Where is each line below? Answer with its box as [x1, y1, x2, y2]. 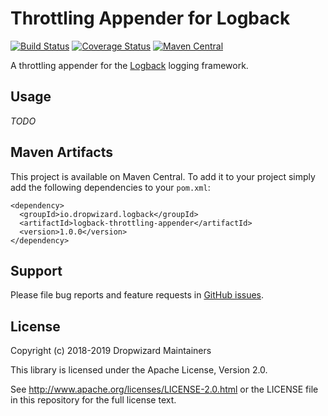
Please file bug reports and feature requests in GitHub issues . [10, 289, 265, 301]
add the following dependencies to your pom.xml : [10, 181, 211, 193]
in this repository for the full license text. [10, 394, 177, 406]
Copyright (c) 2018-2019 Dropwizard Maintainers [10, 345, 212, 357]
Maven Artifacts [10, 144, 113, 161]
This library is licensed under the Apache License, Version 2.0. [10, 364, 268, 376]
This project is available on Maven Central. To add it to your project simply [10, 170, 316, 182]
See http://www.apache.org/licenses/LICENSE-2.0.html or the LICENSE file [10, 383, 319, 396]
